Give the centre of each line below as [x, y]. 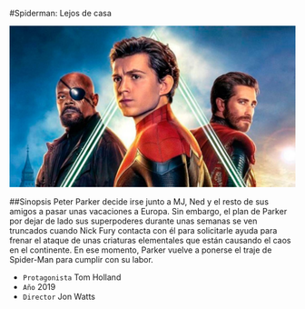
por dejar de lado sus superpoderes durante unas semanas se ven [133, 221]
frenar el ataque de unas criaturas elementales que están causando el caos [150, 240]
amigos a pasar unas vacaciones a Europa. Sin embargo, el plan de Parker [148, 211]
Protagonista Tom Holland [72, 277]
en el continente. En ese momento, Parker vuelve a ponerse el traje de [141, 250]
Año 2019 [39, 286]
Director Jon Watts [59, 296]
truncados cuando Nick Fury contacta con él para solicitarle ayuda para [143, 230]
